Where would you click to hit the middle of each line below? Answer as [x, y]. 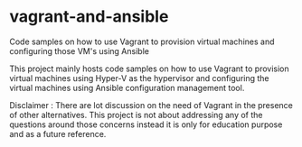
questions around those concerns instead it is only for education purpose [146, 124]
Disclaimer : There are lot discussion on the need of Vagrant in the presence [151, 105]
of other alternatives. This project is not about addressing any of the [136, 115]
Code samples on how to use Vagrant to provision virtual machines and [142, 41]
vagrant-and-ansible [89, 17]
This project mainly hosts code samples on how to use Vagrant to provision [149, 69]
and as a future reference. [58, 133]
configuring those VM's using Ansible [79, 51]
